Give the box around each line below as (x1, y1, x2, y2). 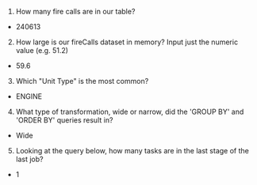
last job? (15, 154, 44, 164)
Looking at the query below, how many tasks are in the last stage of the (15, 146, 250, 155)
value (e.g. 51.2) (15, 46, 69, 55)
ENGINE (15, 92, 42, 101)
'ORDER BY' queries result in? (15, 115, 113, 125)
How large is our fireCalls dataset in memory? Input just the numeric (15, 37, 239, 47)
